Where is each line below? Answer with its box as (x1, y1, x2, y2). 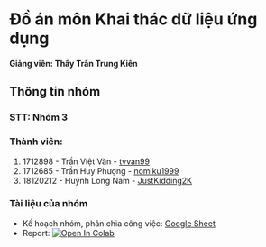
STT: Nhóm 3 (9, 111, 69, 123)
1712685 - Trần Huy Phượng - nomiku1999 (22, 165, 179, 176)
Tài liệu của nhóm (9, 197, 88, 210)
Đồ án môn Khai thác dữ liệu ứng (9, 9, 258, 30)
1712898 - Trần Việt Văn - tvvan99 (22, 156, 151, 167)
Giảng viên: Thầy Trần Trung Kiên (9, 58, 138, 69)
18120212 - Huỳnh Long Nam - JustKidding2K (22, 175, 193, 186)
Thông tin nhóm (9, 84, 101, 99)
